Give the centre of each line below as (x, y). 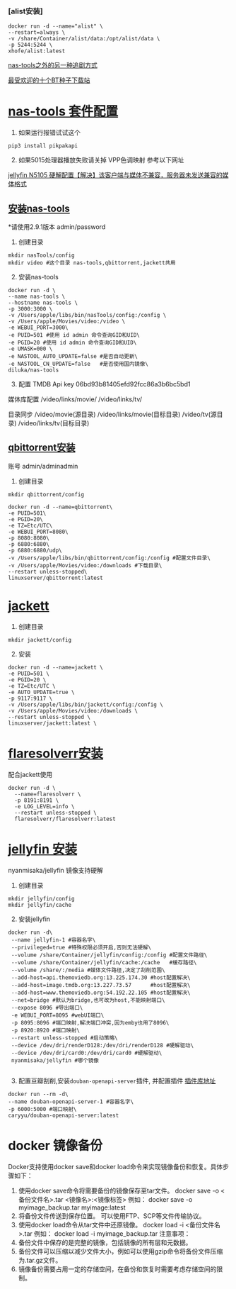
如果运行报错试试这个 (49, 133)
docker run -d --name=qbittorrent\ (60, 507)
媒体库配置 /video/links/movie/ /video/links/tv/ (75, 399)
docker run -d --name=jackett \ (55, 667)
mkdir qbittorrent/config (46, 494)
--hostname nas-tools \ (43, 303)
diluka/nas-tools (34, 370)
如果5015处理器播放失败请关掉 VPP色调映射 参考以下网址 (101, 160)
